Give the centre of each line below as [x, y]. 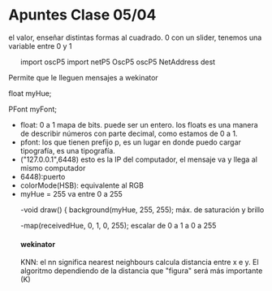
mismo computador [53, 167]
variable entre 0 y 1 [40, 46]
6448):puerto [43, 176]
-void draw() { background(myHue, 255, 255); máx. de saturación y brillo [142, 210]
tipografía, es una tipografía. [67, 150]
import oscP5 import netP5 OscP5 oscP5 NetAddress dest [118, 62]
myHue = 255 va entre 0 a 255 [71, 193]
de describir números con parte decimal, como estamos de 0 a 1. [129, 133]
